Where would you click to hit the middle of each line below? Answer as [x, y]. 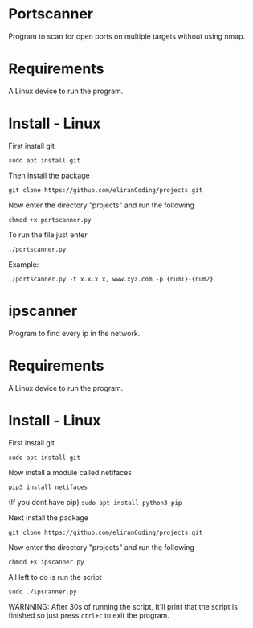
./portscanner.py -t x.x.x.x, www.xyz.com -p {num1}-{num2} [111, 279]
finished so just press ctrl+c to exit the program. [89, 615]
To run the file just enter [48, 235]
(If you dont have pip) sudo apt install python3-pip [95, 502]
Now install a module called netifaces [70, 472]
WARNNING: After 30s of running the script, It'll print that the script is [123, 606]
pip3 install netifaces [48, 487]
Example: [24, 264]
